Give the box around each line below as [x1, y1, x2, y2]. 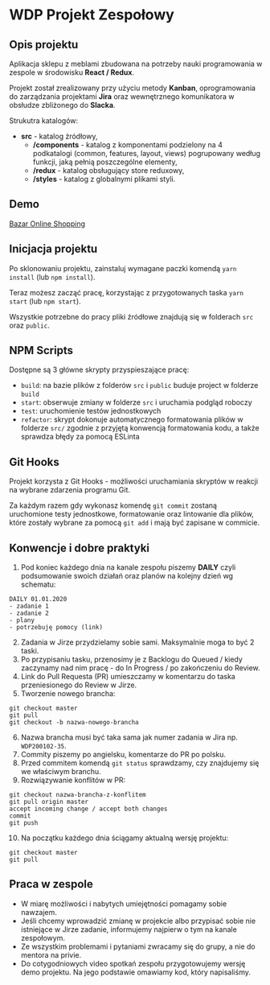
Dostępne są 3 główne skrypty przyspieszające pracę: [9, 365, 190, 375]
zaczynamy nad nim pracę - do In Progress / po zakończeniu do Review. [20, 663, 260, 673]
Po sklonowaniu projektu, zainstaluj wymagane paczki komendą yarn [9, 263, 237, 273]
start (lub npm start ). [9, 296, 81, 306]
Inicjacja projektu [9, 242, 98, 256]
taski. [20, 646, 39, 656]
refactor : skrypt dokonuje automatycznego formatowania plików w [20, 414, 243, 424]
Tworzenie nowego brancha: [20, 689, 116, 699]
